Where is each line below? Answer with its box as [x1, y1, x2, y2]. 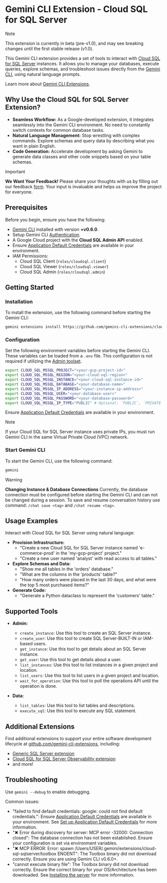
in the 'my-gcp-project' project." [56, 550, 122, 556]
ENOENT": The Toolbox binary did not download [57, 851, 157, 857]
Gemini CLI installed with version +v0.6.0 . [12, 226, 99, 232]
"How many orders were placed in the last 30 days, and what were [19, 577, 157, 583]
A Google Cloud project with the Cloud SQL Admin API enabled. [12, 237, 144, 243]
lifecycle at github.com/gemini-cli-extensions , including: [5, 741, 120, 747]
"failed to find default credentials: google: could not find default [12, 808, 143, 814]
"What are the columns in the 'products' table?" [19, 571, 118, 577]
